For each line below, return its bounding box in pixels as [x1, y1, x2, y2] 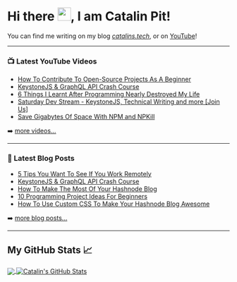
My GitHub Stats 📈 [7, 244, 93, 256]
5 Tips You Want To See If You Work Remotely [17, 169, 152, 178]
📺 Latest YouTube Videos [7, 56, 97, 66]
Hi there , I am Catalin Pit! [7, 8, 171, 25]
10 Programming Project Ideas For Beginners [17, 192, 148, 200]
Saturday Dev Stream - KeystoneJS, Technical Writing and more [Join [17, 97, 220, 106]
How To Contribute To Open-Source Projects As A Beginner [17, 75, 192, 84]
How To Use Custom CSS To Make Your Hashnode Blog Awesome [17, 200, 210, 208]
